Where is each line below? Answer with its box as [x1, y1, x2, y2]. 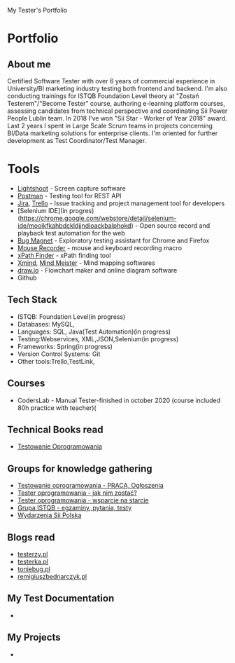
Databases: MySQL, [17, 320, 75, 328]
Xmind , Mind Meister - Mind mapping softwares [17, 259, 155, 267]
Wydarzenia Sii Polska [17, 511, 82, 519]
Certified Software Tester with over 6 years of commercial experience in [7, 77, 215, 85]
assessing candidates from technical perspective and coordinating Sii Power [7, 107, 228, 115]
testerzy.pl [17, 550, 48, 558]
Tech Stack [7, 294, 57, 306]
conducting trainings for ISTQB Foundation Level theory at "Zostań [7, 92, 199, 100]
